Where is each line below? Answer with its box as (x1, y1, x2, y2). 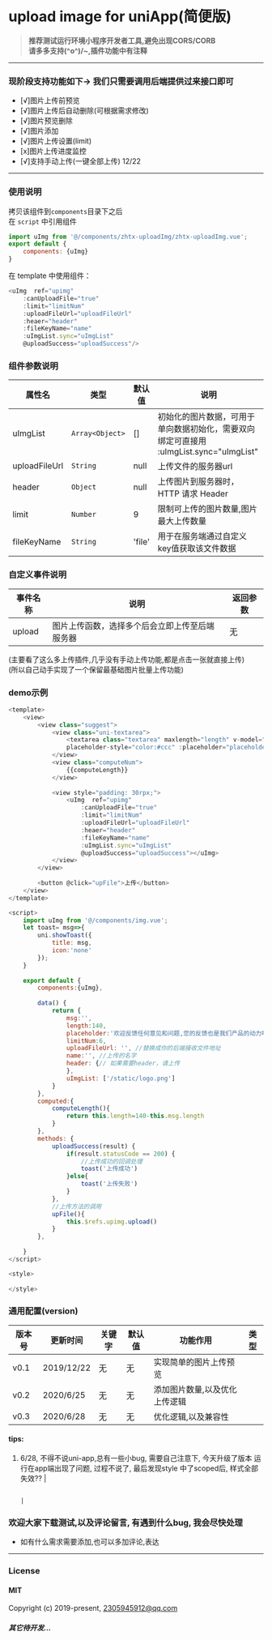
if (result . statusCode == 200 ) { (66, 1150, 176, 1158)
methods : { (37, 1134, 74, 1142)
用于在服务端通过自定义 (157, 531, 248, 542)
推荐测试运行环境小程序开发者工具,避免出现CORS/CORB (28, 36, 216, 45)
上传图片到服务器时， (157, 476, 240, 487)
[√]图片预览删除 (19, 116, 73, 126)
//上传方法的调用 (51, 1202, 102, 1211)
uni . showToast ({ (37, 931, 92, 940)
